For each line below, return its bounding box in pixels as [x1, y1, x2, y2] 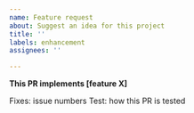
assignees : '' [9, 46, 62, 55]
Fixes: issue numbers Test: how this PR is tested [9, 95, 186, 107]
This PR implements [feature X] [9, 78, 127, 89]
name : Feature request [9, 12, 93, 22]
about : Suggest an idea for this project [9, 21, 166, 30]
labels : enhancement [9, 37, 86, 47]
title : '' [9, 29, 46, 38]
